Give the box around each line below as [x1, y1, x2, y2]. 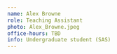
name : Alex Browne [7, 10, 61, 18]
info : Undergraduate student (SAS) [7, 36, 111, 43]
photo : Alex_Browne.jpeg [7, 23, 80, 30]
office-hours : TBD [7, 29, 61, 37]
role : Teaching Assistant [7, 17, 83, 24]
